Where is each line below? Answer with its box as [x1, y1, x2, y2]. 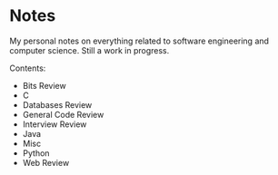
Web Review [22, 157, 70, 168]
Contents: [9, 63, 46, 73]
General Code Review [22, 109, 104, 120]
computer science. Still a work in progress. [9, 44, 170, 55]
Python [22, 147, 50, 159]
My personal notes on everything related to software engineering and [9, 35, 270, 46]
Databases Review [22, 99, 93, 110]
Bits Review [22, 80, 66, 91]
